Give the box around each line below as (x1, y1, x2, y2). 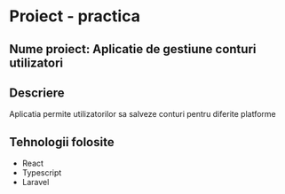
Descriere (9, 85, 65, 100)
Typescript (21, 167, 62, 178)
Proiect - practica (9, 6, 140, 27)
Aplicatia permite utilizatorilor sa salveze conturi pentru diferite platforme (9, 109, 277, 120)
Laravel (21, 177, 50, 188)
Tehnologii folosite (9, 135, 115, 150)
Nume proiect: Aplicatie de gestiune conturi (9, 42, 257, 57)
